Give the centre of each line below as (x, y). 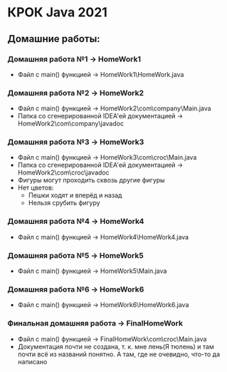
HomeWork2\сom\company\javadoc (71, 124)
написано (32, 361)
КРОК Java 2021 (58, 12)
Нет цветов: (36, 188)
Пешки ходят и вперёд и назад (75, 195)
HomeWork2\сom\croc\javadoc (63, 172)
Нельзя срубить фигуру (64, 203)
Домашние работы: (54, 39)
